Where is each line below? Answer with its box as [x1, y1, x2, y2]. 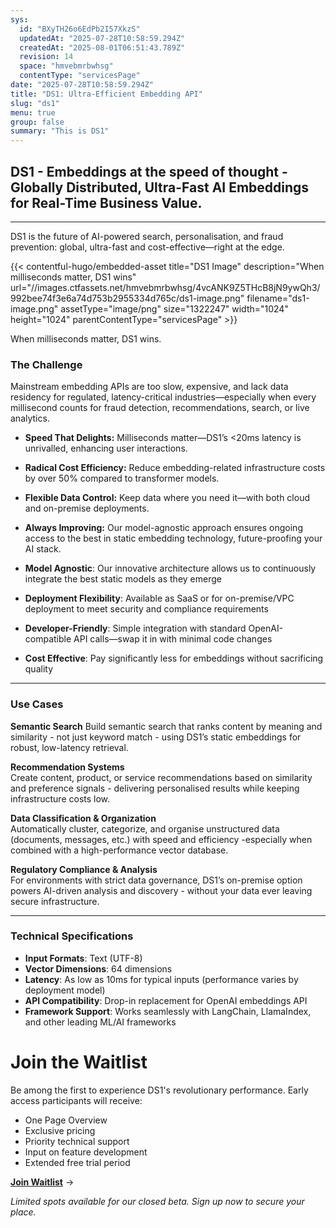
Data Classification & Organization [10, 812, 157, 824]
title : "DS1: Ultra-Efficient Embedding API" [10, 89, 203, 99]
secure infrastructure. [10, 895, 100, 907]
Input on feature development [24, 1146, 148, 1158]
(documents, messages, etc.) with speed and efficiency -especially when [10, 833, 313, 845]
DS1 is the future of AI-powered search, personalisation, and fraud [10, 230, 284, 242]
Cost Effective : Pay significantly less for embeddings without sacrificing [24, 652, 324, 665]
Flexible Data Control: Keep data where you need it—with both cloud [24, 492, 311, 504]
